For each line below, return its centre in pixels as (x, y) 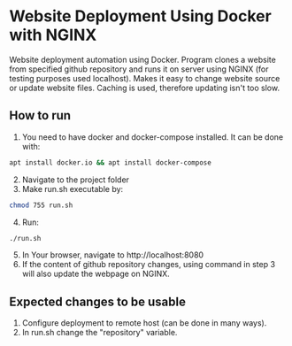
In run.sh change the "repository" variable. (100, 333)
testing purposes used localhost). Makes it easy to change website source (145, 78)
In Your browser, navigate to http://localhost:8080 (113, 255)
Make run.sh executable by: (73, 188)
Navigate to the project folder (76, 180)
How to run (40, 115)
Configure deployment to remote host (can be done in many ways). (144, 323)
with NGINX (53, 35)
